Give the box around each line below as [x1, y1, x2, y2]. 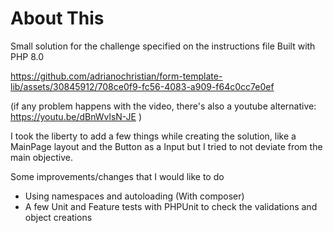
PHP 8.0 [10, 50, 45, 62]
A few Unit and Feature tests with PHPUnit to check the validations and [24, 200, 318, 212]
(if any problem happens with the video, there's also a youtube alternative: [10, 100, 317, 112]
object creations [24, 211, 93, 223]
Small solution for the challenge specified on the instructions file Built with [10, 40, 316, 52]
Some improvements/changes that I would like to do [10, 170, 225, 182]
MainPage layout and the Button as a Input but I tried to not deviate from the [10, 140, 323, 152]
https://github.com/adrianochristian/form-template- [10, 70, 223, 82]
